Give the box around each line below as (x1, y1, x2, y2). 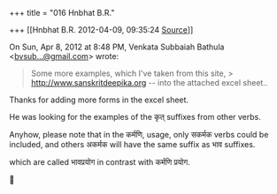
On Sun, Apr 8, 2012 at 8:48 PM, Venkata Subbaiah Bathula (9, 41, 225, 52)
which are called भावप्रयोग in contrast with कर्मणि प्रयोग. (9, 157, 190, 167)
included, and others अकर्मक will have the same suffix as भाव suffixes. (9, 139, 256, 149)
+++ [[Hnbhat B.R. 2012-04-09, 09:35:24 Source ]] (9, 25, 194, 34)
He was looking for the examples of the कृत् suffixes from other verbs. (9, 112, 261, 122)
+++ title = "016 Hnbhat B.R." (9, 8, 115, 18)
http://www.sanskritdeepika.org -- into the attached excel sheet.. (30, 78, 268, 87)
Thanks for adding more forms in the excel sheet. (9, 94, 189, 105)
